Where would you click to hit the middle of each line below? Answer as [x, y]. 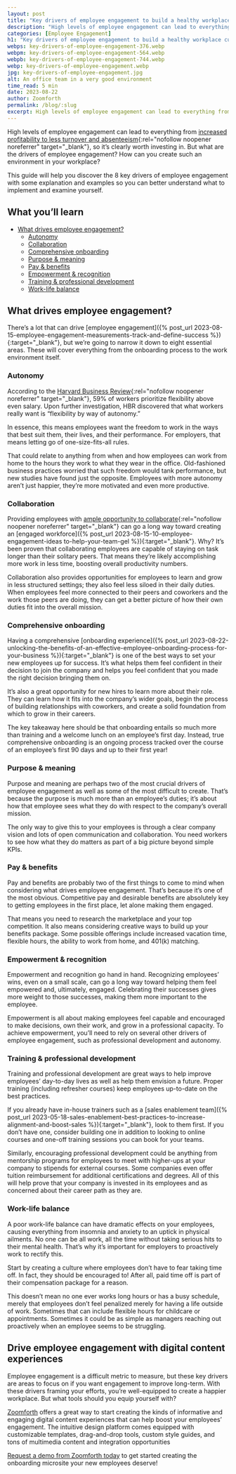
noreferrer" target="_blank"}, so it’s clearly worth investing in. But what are [116, 146]
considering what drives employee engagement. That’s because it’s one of [115, 890]
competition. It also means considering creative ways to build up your [108, 926]
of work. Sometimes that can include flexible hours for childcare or [104, 1311]
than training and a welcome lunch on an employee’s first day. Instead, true [116, 735]
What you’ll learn [46, 212]
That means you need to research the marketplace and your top [99, 919]
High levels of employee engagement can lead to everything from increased [117, 131]
